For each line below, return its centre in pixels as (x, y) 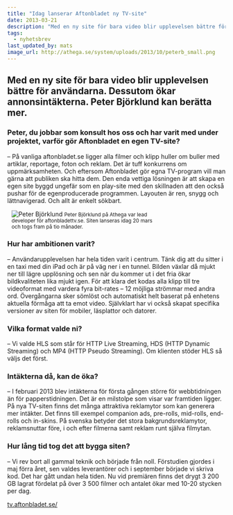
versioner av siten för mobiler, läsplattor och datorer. (82, 311)
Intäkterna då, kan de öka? (53, 376)
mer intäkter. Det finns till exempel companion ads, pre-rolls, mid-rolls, (108, 414)
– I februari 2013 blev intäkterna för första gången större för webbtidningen (114, 392)
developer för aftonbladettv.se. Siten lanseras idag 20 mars (82, 220)
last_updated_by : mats (40, 46)
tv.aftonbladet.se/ (32, 504)
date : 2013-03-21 (32, 20)
